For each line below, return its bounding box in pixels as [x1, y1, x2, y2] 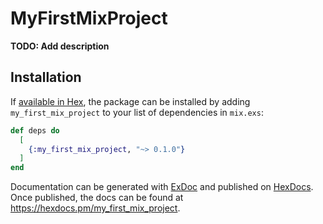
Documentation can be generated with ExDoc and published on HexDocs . [10, 181, 314, 193]
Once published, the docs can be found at [10, 192, 184, 204]
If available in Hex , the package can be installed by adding [10, 95, 251, 107]
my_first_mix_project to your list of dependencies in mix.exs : [10, 106, 264, 118]
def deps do [10, 125, 60, 136]
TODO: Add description [10, 40, 110, 52]
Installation [10, 69, 82, 86]
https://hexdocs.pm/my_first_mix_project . [10, 202, 181, 214]
